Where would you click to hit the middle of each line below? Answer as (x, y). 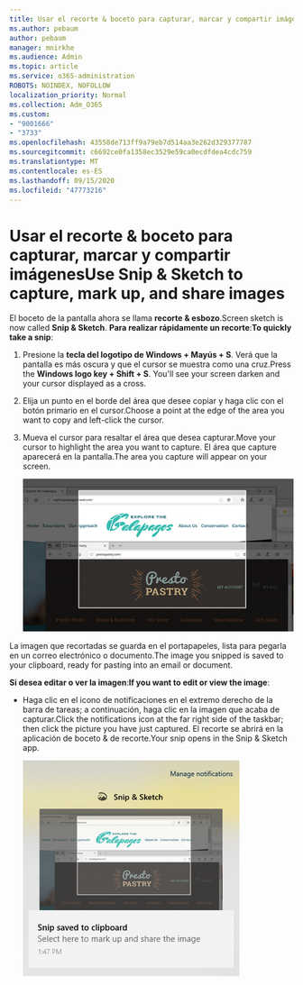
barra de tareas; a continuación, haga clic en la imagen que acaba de (151, 709)
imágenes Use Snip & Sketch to (126, 274)
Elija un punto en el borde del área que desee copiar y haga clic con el (153, 401)
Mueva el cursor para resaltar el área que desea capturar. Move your (149, 438)
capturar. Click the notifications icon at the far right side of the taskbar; (153, 719)
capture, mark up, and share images (147, 293)
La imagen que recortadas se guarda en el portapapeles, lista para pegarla (148, 645)
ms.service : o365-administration (72, 77)
